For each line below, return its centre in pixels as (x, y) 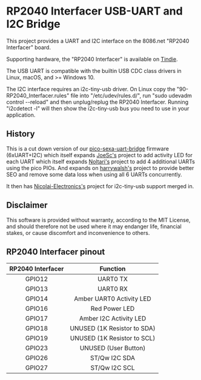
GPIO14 (37, 299)
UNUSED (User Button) (113, 348)
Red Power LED (113, 309)
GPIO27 (37, 368)
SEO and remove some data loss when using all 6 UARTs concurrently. (94, 174)
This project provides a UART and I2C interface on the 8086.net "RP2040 (98, 41)
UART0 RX (113, 289)
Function (113, 269)
